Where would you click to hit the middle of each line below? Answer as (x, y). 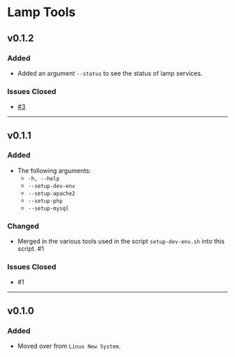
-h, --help (44, 178)
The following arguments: (54, 170)
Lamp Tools (42, 12)
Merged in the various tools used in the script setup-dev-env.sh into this (121, 241)
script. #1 (30, 249)
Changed (23, 226)
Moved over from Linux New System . (69, 346)
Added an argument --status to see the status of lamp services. (110, 73)
